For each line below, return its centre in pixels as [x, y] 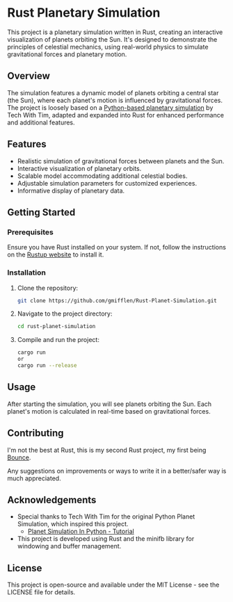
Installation [27, 272]
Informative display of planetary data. [71, 190]
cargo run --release [47, 366]
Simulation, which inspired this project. [73, 524]
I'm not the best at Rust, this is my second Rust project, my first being [107, 450]
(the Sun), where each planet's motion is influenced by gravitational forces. [115, 100]
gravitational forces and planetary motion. [67, 54]
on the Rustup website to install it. [56, 254]
